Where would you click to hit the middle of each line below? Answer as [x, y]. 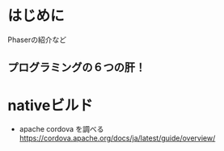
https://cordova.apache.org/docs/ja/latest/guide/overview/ [117, 138]
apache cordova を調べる [61, 129]
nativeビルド [51, 105]
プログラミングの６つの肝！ [77, 67]
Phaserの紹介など [37, 40]
